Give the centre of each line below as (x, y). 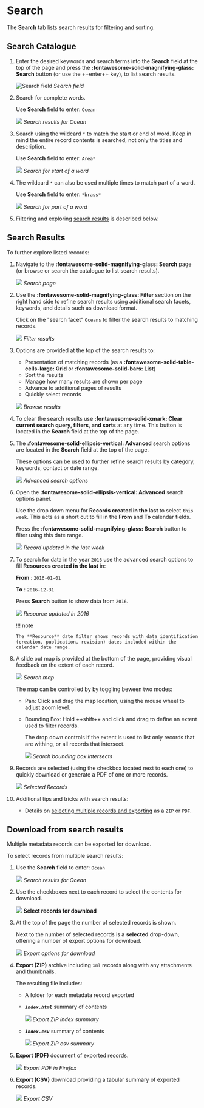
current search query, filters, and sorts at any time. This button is (99, 425)
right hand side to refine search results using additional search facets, (103, 301)
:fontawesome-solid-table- (159, 362)
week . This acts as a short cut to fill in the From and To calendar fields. (103, 517)
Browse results (42, 407)
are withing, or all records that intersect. (75, 744)
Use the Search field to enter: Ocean (60, 868)
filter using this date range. (49, 535)
